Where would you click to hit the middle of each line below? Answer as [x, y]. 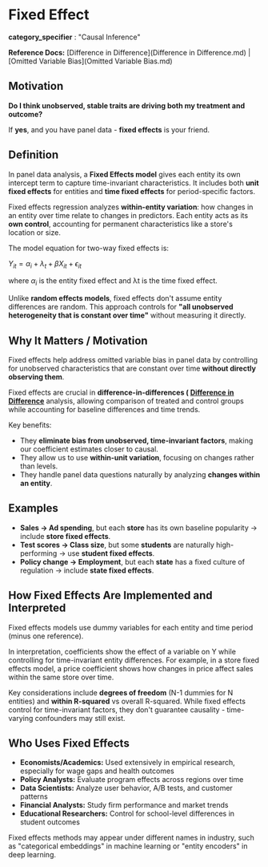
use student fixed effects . [111, 553]
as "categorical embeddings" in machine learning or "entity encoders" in [128, 846]
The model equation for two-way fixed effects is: [89, 248]
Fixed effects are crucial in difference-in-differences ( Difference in [121, 392]
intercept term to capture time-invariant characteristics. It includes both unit [134, 183]
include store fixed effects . [65, 536]
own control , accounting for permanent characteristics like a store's [121, 224]
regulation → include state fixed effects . [87, 570]
